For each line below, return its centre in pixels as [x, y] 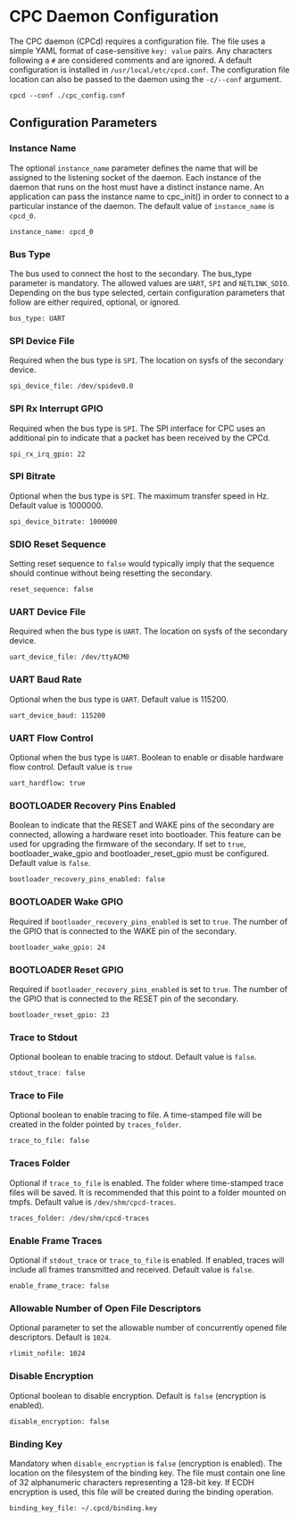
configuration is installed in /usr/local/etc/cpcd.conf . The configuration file [149, 70]
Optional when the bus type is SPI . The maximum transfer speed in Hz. [139, 496]
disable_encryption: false [59, 1421]
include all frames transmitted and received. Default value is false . [132, 1270]
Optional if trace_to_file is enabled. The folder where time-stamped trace [146, 1182]
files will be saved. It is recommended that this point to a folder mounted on [148, 1192]
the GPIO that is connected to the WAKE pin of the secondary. [123, 930]
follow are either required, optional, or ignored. [95, 302]
